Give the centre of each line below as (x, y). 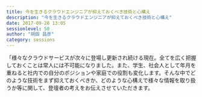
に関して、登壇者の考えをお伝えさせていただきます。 (88, 88)
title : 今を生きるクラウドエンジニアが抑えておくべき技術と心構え (78, 12)
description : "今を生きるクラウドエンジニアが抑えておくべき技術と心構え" (89, 17)
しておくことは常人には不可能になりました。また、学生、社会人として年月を (101, 65)
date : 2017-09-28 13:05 (36, 23)
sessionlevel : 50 (28, 29)
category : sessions (31, 40)
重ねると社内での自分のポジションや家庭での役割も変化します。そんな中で (99, 73)
